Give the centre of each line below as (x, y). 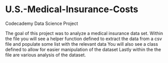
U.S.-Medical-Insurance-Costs (72, 9)
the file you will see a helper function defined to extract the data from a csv (84, 39)
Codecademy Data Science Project (42, 23)
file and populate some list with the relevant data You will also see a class (82, 44)
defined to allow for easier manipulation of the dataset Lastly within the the (83, 49)
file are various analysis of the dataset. (46, 55)
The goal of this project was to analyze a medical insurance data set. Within (84, 33)
